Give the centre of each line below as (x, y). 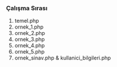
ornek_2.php (30, 33)
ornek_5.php (30, 52)
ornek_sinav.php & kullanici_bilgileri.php (63, 58)
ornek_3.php (30, 40)
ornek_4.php (30, 45)
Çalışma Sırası (27, 8)
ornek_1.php (29, 27)
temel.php (27, 21)
